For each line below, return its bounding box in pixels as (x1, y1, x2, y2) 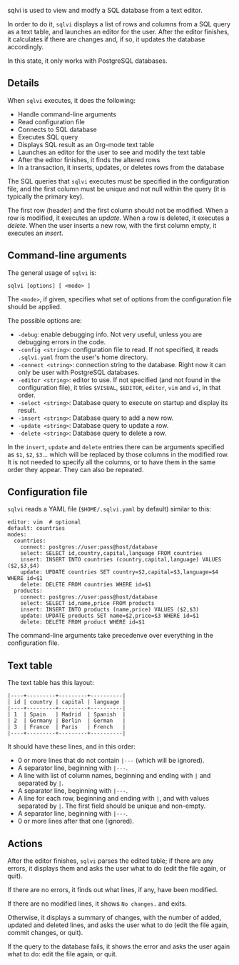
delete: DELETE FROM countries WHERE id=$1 (20, 581, 152, 589)
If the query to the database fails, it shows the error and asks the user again (7, 942, 230, 951)
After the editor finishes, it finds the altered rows (17, 155, 161, 164)
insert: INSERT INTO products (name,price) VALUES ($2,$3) (20, 606, 200, 614)
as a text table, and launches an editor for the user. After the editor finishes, (7, 28, 230, 36)
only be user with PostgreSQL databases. (17, 368, 140, 376)
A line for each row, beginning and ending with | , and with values (17, 794, 210, 803)
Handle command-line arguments (17, 110, 116, 119)
